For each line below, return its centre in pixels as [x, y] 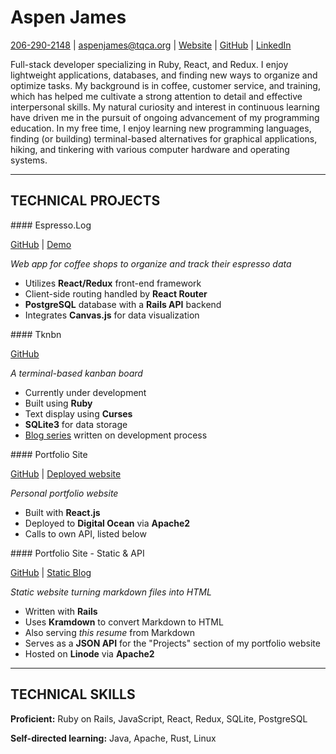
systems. [29, 160]
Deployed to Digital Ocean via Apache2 [107, 523]
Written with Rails [61, 611]
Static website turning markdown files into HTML [111, 592]
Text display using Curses [78, 413]
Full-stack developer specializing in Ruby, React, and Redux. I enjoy [149, 64]
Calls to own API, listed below [85, 533]
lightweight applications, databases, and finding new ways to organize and [164, 75]
